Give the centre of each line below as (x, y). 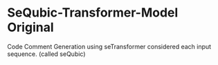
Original (30, 27)
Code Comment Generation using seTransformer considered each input (109, 46)
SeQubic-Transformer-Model (93, 13)
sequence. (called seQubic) (46, 54)
